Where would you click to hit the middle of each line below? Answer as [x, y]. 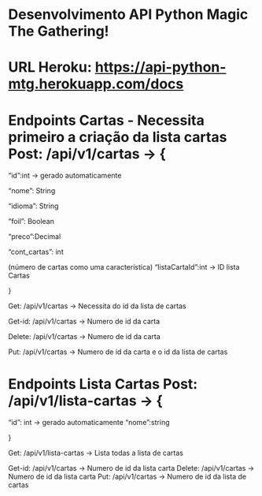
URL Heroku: [50, 67]
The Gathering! [59, 31]
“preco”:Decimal [35, 237]
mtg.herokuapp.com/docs [96, 84]
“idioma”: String [33, 206]
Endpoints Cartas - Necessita [106, 120]
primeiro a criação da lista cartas [118, 137]
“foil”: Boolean [31, 222]
